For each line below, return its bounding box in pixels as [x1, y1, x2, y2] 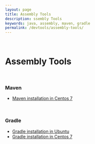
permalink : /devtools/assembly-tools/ [5, 25, 84, 30]
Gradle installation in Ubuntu [12, 128, 70, 134]
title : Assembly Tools [5, 12, 51, 17]
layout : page [5, 7, 32, 12]
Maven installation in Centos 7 [12, 96, 73, 101]
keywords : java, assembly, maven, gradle [5, 21, 91, 26]
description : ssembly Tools [5, 16, 62, 21]
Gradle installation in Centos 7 [12, 133, 73, 140]
